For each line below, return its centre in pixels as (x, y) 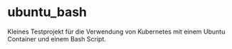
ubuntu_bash (47, 12)
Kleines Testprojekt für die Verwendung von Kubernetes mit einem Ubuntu (116, 31)
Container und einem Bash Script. (57, 38)
